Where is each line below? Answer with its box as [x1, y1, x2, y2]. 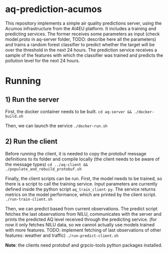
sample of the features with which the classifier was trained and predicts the [5, 52, 163, 58]
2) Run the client [5, 137, 58, 146]
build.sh [5, 114, 24, 119]
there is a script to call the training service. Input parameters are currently [5, 181, 158, 187]
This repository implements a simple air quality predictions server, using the [5, 20, 162, 26]
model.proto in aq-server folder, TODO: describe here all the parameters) [5, 36, 156, 42]
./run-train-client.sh [5, 197, 53, 202]
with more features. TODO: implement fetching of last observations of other [5, 227, 161, 233]
